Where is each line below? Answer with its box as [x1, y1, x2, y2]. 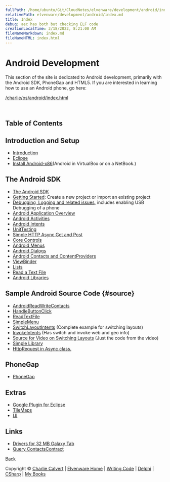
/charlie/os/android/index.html [5, 95, 68, 101]
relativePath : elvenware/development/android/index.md [5, 12, 123, 17]
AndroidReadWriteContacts [12, 302, 70, 309]
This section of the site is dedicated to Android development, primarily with [5, 74, 162, 80]
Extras [5, 388, 26, 397]
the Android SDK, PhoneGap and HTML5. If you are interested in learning [5, 79, 157, 85]
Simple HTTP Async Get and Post [12, 231, 82, 238]
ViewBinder [12, 258, 37, 265]
